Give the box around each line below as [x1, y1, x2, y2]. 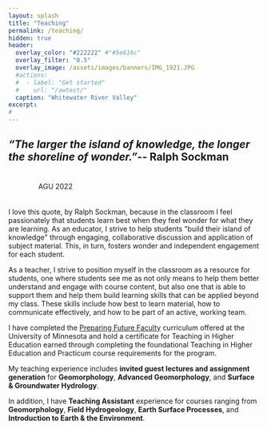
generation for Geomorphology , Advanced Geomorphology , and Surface [8, 372, 255, 382]
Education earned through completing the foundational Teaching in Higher [8, 340, 253, 349]
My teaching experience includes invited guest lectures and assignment [8, 363, 250, 373]
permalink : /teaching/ [8, 26, 84, 34]
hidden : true [8, 34, 52, 42]
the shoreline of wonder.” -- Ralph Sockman [8, 150, 229, 164]
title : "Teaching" [8, 19, 70, 27]
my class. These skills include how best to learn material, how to [8, 299, 221, 308]
